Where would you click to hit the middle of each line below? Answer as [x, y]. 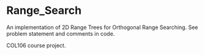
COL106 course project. [36, 45]
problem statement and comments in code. [61, 33]
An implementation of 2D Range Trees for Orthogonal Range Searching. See [102, 27]
